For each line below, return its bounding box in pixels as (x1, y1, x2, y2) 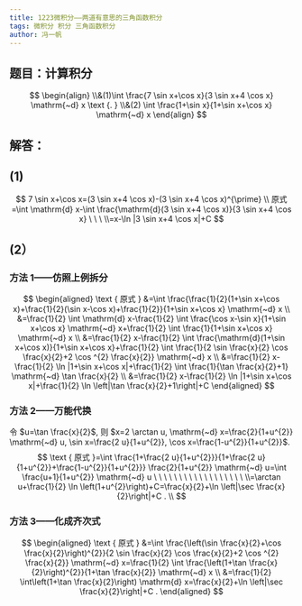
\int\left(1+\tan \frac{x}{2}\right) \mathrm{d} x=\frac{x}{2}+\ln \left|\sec (19, 576, 284, 587)
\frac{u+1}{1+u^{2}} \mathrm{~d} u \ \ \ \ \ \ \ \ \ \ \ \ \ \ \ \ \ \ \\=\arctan (22, 472, 281, 482)
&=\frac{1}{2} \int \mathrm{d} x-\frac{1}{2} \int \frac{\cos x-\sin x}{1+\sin (16, 313, 287, 325)
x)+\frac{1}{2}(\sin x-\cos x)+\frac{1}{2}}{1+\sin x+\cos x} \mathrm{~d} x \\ (13, 304, 290, 315)
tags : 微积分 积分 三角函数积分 (9, 22, 116, 31)
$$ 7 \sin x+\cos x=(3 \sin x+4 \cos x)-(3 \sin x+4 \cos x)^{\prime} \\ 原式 (15, 194, 288, 205)
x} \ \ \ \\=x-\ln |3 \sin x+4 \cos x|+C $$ (78, 214, 224, 225)
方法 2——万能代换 (9, 405, 92, 417)
